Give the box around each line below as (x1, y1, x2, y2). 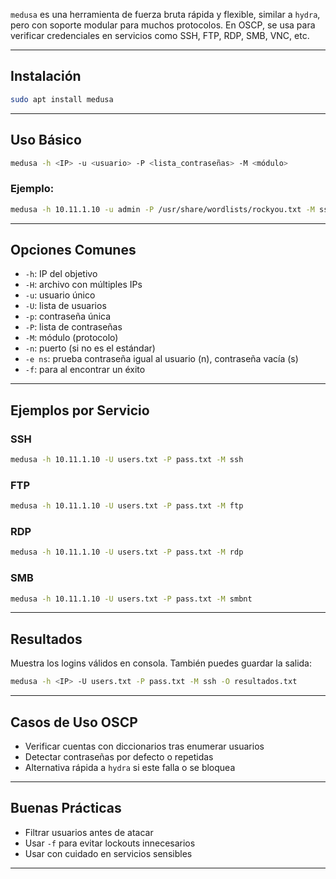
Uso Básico (10, 132, 82, 149)
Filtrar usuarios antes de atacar (24, 826, 154, 838)
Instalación (10, 68, 82, 85)
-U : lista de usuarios (24, 300, 107, 312)
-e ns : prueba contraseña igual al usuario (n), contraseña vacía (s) (24, 353, 299, 365)
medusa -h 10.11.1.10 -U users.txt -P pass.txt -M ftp (10, 501, 244, 511)
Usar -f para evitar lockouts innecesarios (24, 837, 196, 849)
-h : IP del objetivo (24, 268, 98, 280)
